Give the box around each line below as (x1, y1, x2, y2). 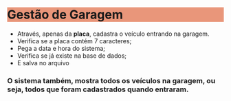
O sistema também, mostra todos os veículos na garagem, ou (7, 76, 216, 85)
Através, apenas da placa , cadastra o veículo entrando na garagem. (16, 30, 210, 38)
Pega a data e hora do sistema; (16, 44, 105, 52)
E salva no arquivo (16, 58, 70, 67)
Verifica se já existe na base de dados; (16, 52, 127, 60)
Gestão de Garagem (7, 7, 124, 23)
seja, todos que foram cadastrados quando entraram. (7, 85, 189, 94)
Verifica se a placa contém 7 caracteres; (16, 36, 132, 45)
